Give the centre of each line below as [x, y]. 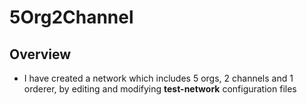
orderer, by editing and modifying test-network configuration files [160, 89]
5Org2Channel [71, 17]
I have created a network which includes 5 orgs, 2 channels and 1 [158, 78]
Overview [40, 54]
